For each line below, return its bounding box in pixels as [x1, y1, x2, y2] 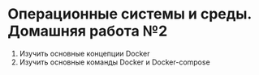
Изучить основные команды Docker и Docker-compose [19, 57, 210, 67]
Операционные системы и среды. [7, 5, 253, 23]
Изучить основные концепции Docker [19, 48, 150, 58]
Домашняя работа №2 [7, 22, 168, 40]
